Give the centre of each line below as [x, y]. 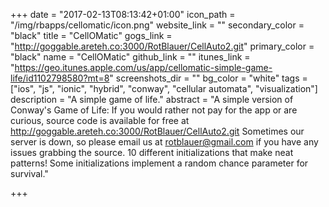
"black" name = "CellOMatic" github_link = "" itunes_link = [130, 57]
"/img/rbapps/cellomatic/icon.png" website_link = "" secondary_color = [157, 25]
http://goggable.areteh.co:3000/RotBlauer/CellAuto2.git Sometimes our [157, 131]
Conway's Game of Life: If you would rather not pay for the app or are [154, 110]
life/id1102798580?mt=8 [60, 78]
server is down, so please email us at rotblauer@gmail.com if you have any [164, 142]
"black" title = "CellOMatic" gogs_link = [91, 35]
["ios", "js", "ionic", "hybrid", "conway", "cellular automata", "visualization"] [164, 88]
